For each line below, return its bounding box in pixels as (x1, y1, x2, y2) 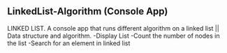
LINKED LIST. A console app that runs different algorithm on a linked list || (7, 24, 220, 32)
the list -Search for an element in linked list (7, 38, 131, 47)
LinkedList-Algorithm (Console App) (7, 6, 168, 17)
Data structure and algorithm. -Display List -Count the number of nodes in (7, 31, 220, 40)
